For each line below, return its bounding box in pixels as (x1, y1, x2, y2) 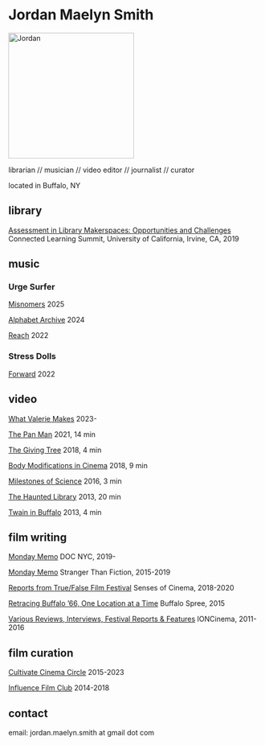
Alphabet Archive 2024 (8, 315, 85, 325)
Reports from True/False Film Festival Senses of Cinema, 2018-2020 (8, 583, 234, 593)
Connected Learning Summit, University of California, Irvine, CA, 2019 (8, 233, 239, 243)
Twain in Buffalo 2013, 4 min (8, 507, 102, 517)
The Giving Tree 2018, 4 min (8, 445, 102, 455)
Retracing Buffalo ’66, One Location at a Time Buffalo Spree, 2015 (8, 599, 226, 608)
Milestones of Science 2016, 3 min (8, 476, 122, 486)
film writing (8, 530, 67, 544)
